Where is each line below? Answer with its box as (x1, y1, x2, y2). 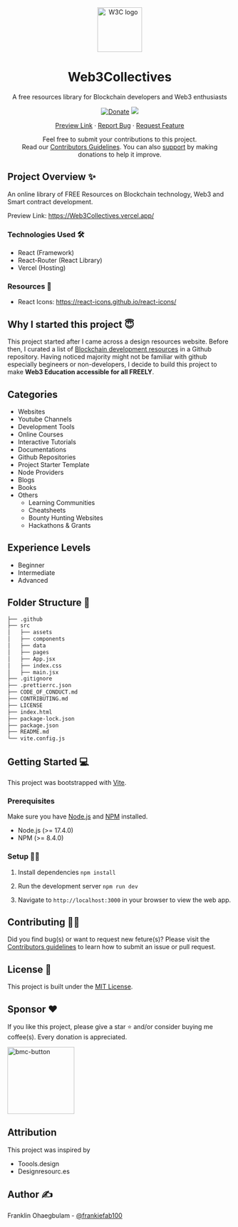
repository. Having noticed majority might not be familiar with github (7, 353, 207, 361)
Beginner (17, 561, 45, 569)
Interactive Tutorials (17, 437, 76, 446)
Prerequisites (7, 796, 55, 806)
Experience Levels (7, 542, 91, 554)
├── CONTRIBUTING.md (7, 696, 69, 703)
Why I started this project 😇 (7, 318, 135, 331)
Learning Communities (28, 498, 95, 506)
